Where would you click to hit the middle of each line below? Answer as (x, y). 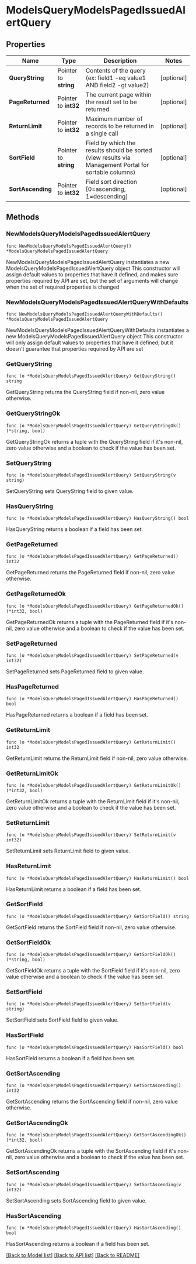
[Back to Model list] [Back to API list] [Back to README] (73, 1255)
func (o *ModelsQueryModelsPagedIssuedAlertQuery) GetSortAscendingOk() (96, 1135)
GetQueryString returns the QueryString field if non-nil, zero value (85, 392)
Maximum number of (114, 119)
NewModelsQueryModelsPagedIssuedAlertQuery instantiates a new (88, 262)
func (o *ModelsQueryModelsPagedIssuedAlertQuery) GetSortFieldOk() (91, 955)
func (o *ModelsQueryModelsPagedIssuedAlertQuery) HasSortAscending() (94, 1228)
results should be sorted (119, 150)
